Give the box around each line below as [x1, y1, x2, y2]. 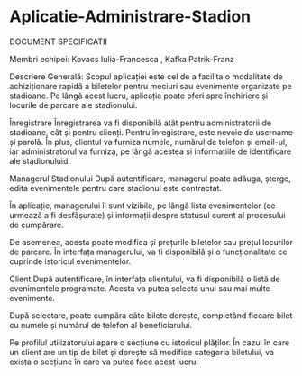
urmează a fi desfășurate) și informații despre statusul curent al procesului [9, 209, 286, 220]
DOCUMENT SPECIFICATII [9, 36, 108, 47]
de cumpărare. [9, 219, 65, 230]
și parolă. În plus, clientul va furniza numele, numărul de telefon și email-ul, [9, 136, 288, 147]
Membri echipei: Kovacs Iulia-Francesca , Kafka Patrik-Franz [9, 53, 234, 64]
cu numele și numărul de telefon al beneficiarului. [9, 319, 192, 330]
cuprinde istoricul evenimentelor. [9, 255, 132, 267]
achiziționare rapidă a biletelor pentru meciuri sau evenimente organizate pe [9, 80, 292, 91]
